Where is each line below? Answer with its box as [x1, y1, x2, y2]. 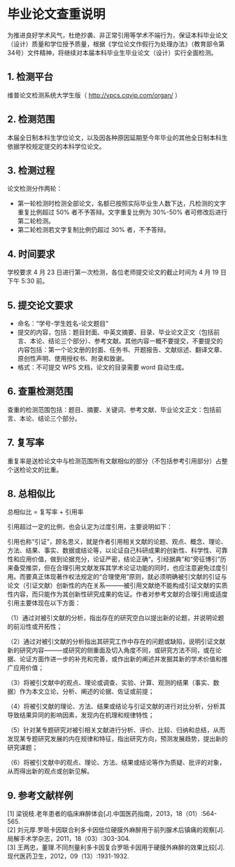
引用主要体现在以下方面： [7, 599, 81, 607]
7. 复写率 [7, 437, 44, 449]
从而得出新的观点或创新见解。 [7, 767, 93, 775]
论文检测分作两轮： [7, 184, 63, 193]
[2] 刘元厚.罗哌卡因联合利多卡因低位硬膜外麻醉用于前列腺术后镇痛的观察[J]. [7, 826, 225, 834]
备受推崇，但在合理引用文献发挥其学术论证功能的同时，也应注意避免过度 [13, 564, 222, 572]
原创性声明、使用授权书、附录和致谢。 [17, 355, 128, 362]
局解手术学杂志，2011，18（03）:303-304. [7, 835, 131, 843]
